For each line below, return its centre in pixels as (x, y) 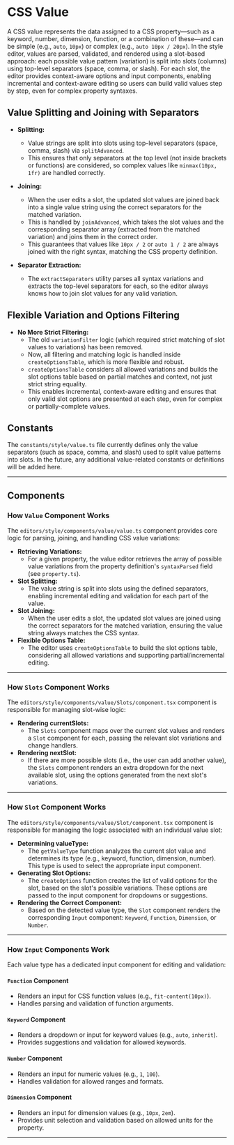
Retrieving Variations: (49, 552)
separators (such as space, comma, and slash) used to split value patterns (114, 452)
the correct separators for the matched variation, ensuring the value (125, 625)
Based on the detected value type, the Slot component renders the (124, 910)
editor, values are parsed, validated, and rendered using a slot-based (106, 54)
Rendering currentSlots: (53, 723)
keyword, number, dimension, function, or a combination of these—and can (116, 38)
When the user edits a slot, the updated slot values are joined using (124, 619)
